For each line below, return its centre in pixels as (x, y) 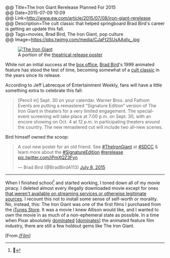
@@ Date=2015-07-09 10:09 (35, 13)
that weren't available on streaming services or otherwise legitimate (76, 193)
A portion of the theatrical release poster (60, 55)
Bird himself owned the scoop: (37, 137)
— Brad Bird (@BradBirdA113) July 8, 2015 (61, 167)
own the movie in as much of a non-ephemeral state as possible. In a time (82, 215)
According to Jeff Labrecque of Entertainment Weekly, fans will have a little (84, 85)
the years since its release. (33, 75)
